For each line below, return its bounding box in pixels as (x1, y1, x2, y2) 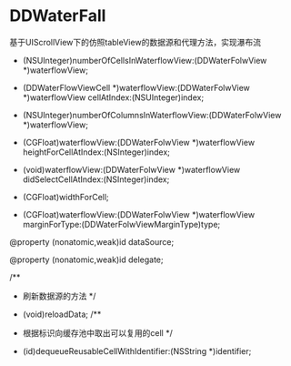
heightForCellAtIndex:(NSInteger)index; (22, 147, 171, 158)
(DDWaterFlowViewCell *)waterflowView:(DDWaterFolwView (22, 82, 250, 93)
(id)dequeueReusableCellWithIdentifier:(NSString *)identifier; (22, 345, 252, 356)
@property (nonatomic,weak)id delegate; (9, 254, 164, 265)
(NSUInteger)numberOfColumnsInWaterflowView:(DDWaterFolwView (22, 109, 282, 120)
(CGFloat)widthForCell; (22, 191, 109, 202)
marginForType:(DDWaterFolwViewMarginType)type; (22, 219, 221, 229)
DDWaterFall (9, 5, 106, 26)
